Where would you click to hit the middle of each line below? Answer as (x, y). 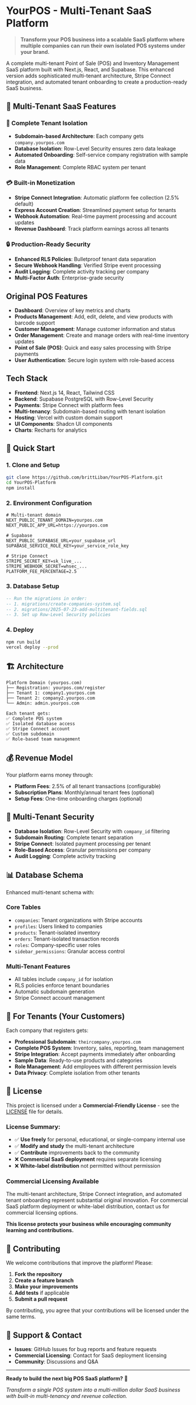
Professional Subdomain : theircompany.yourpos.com (78, 1041)
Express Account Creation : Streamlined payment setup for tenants (95, 210)
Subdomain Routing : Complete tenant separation (74, 837)
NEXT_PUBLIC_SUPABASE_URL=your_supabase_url (61, 541)
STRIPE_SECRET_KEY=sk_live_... (44, 561)
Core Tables (23, 907)
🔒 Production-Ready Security (48, 244)
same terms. (21, 1317)
